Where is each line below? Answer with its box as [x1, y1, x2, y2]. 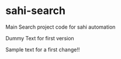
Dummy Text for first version [5, 34, 74, 41]
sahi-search [5, 4, 65, 18]
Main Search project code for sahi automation [5, 23, 116, 30]
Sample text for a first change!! [5, 46, 80, 53]
